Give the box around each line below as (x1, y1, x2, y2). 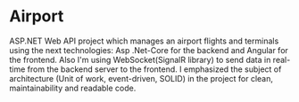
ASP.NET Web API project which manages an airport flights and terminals (9, 35, 279, 46)
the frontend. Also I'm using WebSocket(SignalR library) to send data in (9, 54, 271, 65)
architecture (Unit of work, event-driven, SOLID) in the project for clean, (9, 73, 274, 83)
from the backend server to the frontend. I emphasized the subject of (27, 64, 282, 75)
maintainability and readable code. (9, 82, 137, 93)
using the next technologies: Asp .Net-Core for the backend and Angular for (9, 44, 288, 55)
